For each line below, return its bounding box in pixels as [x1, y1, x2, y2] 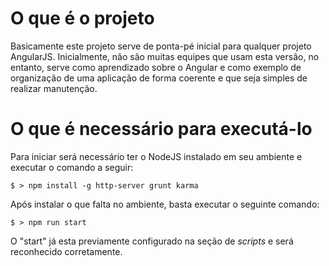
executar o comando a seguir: [10, 161, 134, 173]
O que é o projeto [10, 7, 155, 30]
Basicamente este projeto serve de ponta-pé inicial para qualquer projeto [10, 40, 312, 52]
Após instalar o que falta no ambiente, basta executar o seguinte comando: [10, 198, 320, 210]
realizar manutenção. [10, 82, 98, 94]
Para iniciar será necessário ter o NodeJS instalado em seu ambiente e [10, 150, 303, 162]
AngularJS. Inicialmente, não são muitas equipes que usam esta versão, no [10, 50, 320, 62]
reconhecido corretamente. [10, 245, 123, 257]
